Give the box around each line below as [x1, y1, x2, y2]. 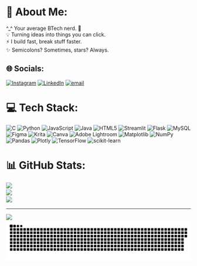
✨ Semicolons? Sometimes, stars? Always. [6, 46, 109, 53]
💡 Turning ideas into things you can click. [6, 31, 106, 38]
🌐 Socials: [6, 64, 45, 74]
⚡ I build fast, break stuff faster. [6, 38, 82, 45]
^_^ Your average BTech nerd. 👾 [6, 25, 82, 32]
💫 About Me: [6, 5, 68, 19]
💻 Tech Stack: [6, 101, 79, 114]
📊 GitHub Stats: [6, 159, 86, 172]
